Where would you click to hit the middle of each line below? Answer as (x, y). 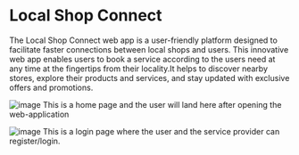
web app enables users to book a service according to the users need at (142, 59)
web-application (39, 114)
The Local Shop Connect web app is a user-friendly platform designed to (144, 40)
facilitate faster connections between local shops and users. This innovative (149, 49)
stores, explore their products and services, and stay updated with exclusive (149, 77)
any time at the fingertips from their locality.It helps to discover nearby (139, 69)
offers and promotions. (51, 87)
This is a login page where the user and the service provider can (162, 131)
